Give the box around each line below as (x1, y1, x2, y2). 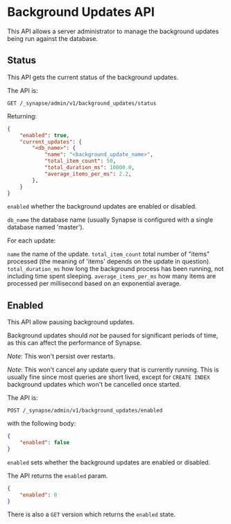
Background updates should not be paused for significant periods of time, (7, 331, 219, 340)
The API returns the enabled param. (7, 471, 108, 480)
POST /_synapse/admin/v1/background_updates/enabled (7, 407, 163, 414)
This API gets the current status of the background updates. (7, 73, 179, 81)
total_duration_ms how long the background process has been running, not (7, 265, 224, 273)
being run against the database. (7, 34, 99, 42)
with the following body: (7, 419, 76, 428)
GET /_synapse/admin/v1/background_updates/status (7, 100, 157, 107)
